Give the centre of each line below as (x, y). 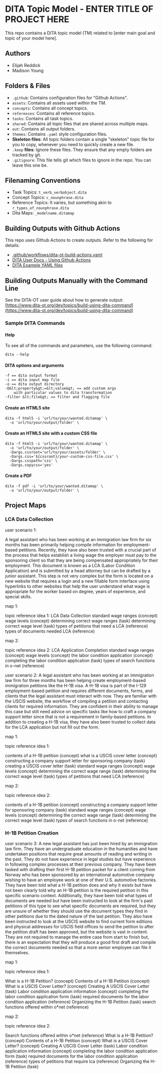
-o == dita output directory (35, 384)
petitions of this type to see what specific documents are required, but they (81, 906)
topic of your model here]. (31, 38)
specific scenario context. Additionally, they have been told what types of (79, 895)
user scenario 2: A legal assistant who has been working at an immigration (80, 675)
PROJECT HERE (37, 19)
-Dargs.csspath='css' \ (33, 460)
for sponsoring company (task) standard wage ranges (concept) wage (75, 810)
